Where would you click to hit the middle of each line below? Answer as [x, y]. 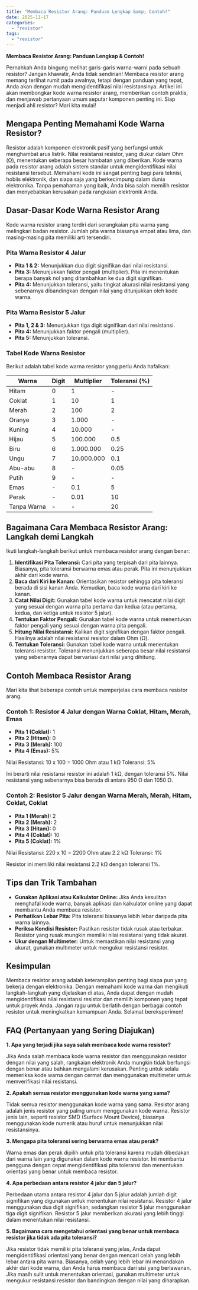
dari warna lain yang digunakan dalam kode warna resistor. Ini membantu [95, 1159]
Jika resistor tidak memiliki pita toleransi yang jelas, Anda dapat [83, 1249]
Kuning [19, 429]
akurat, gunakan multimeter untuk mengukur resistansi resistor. [92, 947]
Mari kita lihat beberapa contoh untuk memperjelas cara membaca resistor [97, 690]
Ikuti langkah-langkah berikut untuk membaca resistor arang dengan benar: [98, 551]
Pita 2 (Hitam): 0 [35, 738]
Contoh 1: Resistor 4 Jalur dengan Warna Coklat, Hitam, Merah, [98, 712]
